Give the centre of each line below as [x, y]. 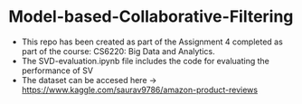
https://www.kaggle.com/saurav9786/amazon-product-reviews [140, 90]
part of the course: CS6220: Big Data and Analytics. [118, 51]
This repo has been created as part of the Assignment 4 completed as [152, 42]
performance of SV [57, 71]
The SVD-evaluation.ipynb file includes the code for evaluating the [146, 61]
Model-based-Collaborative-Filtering [151, 17]
